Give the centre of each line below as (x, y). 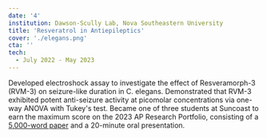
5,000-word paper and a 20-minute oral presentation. (97, 125)
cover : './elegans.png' (48, 38)
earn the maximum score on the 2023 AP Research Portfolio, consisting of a (133, 116)
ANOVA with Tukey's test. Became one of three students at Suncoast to (141, 108)
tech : (17, 53)
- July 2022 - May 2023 (55, 61)
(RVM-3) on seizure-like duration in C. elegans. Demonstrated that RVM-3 (130, 91)
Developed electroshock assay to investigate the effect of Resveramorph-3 (132, 83)
